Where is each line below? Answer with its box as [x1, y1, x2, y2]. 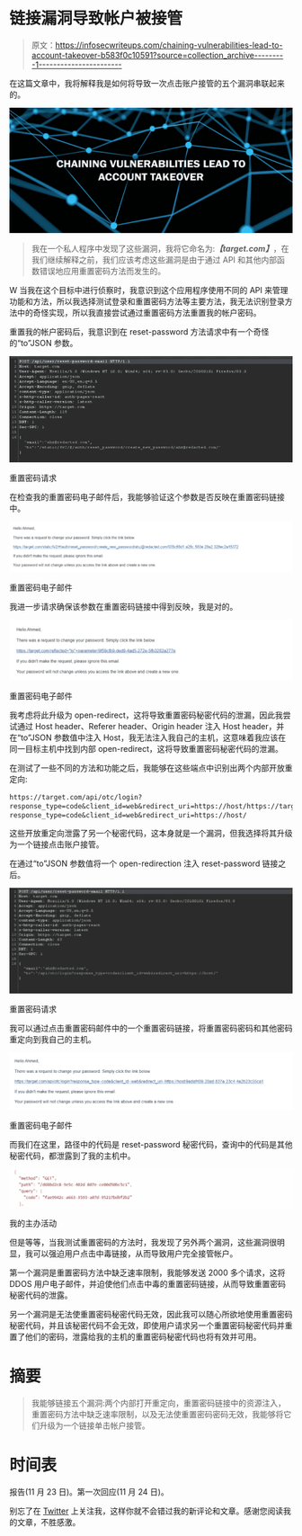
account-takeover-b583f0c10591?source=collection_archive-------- [31, 49, 284, 60]
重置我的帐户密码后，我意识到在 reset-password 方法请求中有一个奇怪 [9, 326, 270, 337]
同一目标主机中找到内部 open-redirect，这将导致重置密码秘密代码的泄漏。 [9, 743, 283, 754]
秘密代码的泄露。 [9, 1290, 73, 1300]
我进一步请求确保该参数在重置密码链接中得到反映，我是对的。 [9, 602, 238, 612]
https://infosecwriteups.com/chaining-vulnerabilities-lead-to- [55, 40, 283, 50]
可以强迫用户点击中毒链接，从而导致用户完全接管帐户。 [32, 1247, 238, 1259]
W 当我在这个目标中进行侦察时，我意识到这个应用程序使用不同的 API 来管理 [9, 285, 289, 296]
